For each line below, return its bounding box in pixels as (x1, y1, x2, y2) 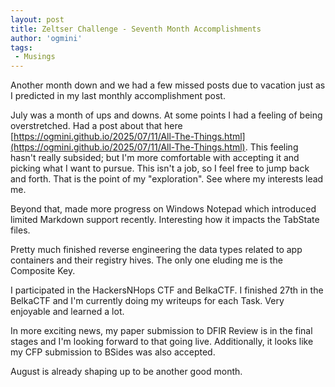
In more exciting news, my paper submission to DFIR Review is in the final (10, 325, 313, 337)
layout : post (10, 14, 65, 25)
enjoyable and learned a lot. (10, 306, 125, 318)
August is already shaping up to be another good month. (10, 366, 243, 378)
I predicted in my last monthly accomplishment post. (10, 90, 226, 102)
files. (10, 224, 31, 236)
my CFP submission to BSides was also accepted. (10, 346, 216, 358)
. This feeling (244, 141, 299, 153)
